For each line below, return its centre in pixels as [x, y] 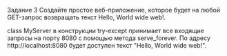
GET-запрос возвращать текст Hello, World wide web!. [87, 17]
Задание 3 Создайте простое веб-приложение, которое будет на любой [114, 10]
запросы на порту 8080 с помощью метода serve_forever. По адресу [109, 38]
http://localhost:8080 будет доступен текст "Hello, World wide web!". [107, 45]
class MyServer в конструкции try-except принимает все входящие [106, 31]
